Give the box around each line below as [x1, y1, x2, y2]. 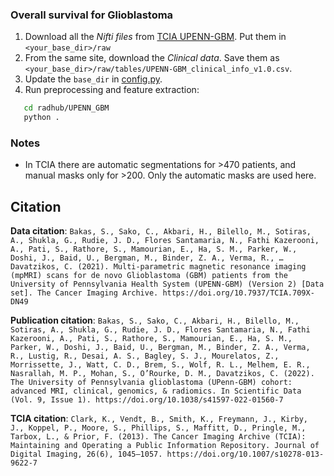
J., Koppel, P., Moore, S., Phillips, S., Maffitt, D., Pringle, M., [10, 423, 307, 433]
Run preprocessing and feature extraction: [24, 84, 200, 96]
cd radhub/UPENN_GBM [23, 103, 110, 113]
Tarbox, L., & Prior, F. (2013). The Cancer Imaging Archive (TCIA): [10, 432, 307, 442]
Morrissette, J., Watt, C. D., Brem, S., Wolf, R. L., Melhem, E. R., [10, 360, 311, 370]
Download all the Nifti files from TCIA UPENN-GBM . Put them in [24, 31, 287, 43]
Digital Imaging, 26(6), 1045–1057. [10, 449, 163, 460]
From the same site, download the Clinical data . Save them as [24, 52, 280, 64]
